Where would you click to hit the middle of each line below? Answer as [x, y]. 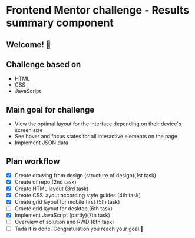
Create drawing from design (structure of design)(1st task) [85, 176]
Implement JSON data [42, 143]
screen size [29, 130]
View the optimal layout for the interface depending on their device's [98, 124]
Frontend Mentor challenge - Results [98, 10]
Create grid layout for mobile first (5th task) [67, 202]
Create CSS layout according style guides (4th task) [78, 196]
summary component [60, 23]
